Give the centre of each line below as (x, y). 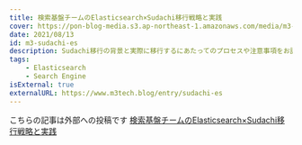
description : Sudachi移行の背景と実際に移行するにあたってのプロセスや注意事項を (147, 51)
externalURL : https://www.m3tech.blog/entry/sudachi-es (116, 93)
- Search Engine (56, 77)
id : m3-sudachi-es (44, 43)
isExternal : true (42, 85)
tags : (19, 59)
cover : (22, 26)
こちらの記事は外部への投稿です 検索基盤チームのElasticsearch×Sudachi (143, 120)
